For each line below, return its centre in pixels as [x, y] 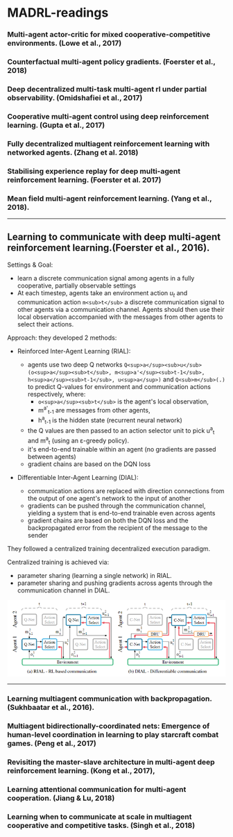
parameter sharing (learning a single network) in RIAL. [94, 576]
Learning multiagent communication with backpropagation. [110, 698]
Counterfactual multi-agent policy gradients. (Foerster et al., [111, 62]
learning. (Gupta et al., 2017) [56, 125]
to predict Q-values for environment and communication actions [119, 386]
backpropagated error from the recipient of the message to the [118, 528]
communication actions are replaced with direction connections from [126, 491]
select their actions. [45, 324]
